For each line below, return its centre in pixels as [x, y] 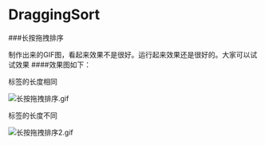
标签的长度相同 [33, 81]
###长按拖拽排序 [36, 37]
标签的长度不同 [33, 115]
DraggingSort [54, 15]
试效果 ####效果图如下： [50, 65]
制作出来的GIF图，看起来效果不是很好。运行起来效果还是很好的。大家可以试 [133, 54]
